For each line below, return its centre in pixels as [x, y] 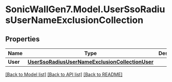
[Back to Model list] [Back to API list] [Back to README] [64, 74]
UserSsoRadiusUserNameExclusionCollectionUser [90, 62]
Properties [23, 39]
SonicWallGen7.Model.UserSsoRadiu [85, 9]
